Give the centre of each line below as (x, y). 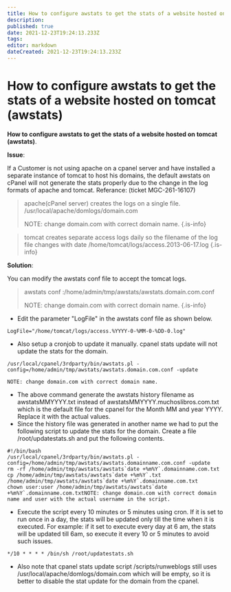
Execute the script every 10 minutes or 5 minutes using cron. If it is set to (120, 512)
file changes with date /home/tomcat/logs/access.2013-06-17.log (116, 244)
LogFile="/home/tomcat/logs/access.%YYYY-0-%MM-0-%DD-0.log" (97, 331)
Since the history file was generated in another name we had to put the (118, 424)
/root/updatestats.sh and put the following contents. (91, 438)
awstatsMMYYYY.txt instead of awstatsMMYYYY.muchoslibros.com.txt (118, 402)
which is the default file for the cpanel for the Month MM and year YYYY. (120, 409)
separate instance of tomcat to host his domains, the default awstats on (109, 175)
